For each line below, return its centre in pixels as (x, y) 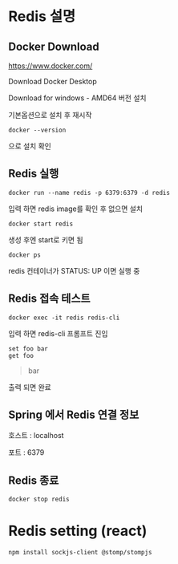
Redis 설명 (42, 16)
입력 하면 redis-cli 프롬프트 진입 (58, 333)
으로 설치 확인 (30, 146)
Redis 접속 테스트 (49, 299)
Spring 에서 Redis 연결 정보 (74, 415)
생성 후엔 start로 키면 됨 (46, 239)
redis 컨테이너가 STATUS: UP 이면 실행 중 (74, 270)
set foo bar (28, 349)
